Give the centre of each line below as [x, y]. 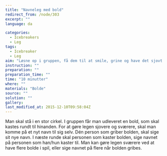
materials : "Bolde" [26, 88]
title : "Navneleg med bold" [35, 10]
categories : [18, 33]
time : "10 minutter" [27, 79]
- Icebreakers [24, 37]
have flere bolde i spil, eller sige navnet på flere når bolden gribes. [73, 148]
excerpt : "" [18, 19]
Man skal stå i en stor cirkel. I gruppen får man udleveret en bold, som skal [82, 121]
